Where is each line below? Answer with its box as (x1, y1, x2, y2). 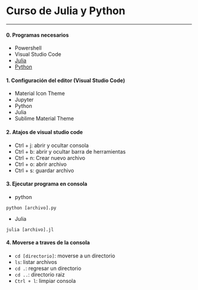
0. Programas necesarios (6, 31, 69, 38)
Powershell (14, 44, 42, 51)
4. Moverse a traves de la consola (6, 239, 90, 246)
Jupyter (14, 96, 34, 103)
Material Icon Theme (14, 90, 65, 97)
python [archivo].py (6, 205, 57, 211)
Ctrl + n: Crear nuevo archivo (14, 154, 85, 161)
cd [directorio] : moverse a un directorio (14, 252, 115, 259)
